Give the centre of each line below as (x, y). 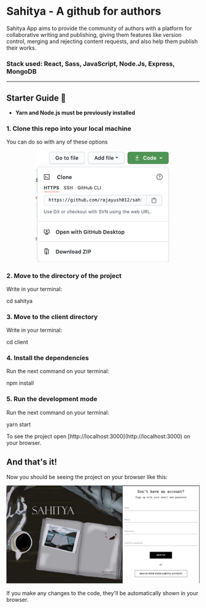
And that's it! (32, 462)
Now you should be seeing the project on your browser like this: (87, 477)
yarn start (19, 424)
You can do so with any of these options (57, 142)
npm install (20, 383)
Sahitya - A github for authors (84, 11)
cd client (17, 342)
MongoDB (21, 71)
